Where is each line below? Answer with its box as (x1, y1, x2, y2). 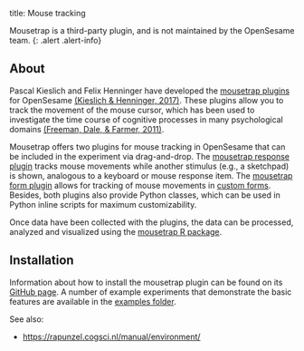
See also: (9, 313, 44, 325)
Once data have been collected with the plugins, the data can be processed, (9, 217, 294, 228)
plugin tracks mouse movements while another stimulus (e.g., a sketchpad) (9, 161, 290, 171)
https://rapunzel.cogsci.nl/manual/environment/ (22, 331, 201, 342)
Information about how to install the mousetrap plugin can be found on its (9, 277, 283, 288)
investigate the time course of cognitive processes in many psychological (9, 113, 283, 125)
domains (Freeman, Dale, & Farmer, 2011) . (9, 123, 165, 134)
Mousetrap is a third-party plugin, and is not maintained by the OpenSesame (9, 25, 295, 35)
